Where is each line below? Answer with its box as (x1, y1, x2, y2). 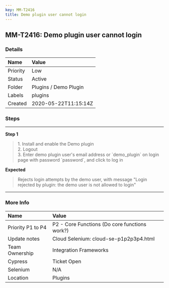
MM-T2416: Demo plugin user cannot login (5, 31, 142, 39)
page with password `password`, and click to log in (17, 157, 123, 163)
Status (8, 76, 23, 83)
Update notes (8, 235, 40, 242)
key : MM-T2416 (5, 7, 35, 13)
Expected (5, 167, 26, 173)
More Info (5, 199, 30, 206)
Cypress (8, 258, 28, 265)
